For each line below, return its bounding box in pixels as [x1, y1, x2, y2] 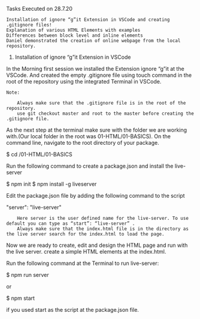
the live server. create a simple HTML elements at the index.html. [6, 248, 166, 255]
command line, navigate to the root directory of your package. [6, 139, 160, 146]
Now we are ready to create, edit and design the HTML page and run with [6, 242, 188, 249]
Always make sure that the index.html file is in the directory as [17, 226, 189, 232]
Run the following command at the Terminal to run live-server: [6, 260, 159, 267]
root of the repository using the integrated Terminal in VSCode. [6, 78, 162, 85]
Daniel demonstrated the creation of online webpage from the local [6, 38, 181, 44]
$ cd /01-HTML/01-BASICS [6, 151, 73, 158]
